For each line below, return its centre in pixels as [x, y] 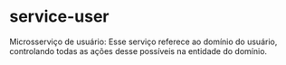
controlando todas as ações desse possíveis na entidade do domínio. [138, 51]
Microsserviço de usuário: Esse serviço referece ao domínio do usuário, [143, 42]
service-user [60, 17]
